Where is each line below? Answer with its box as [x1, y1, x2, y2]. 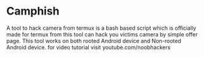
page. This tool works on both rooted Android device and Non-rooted [6, 37, 182, 44]
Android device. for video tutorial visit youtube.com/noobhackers [6, 44, 171, 51]
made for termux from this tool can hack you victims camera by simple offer [6, 30, 198, 38]
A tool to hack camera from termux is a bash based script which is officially [6, 24, 197, 32]
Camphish [6, 4, 60, 18]
